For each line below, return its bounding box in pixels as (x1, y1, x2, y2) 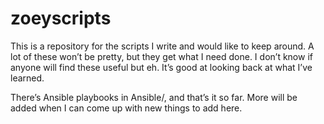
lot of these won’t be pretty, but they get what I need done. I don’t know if (10, 50, 313, 62)
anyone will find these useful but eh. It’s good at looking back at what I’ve (10, 61, 313, 73)
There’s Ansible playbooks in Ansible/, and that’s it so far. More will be (10, 91, 298, 103)
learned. (10, 72, 45, 84)
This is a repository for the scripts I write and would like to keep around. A (10, 40, 315, 52)
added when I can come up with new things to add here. (10, 102, 243, 114)
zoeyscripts (10, 7, 112, 30)
